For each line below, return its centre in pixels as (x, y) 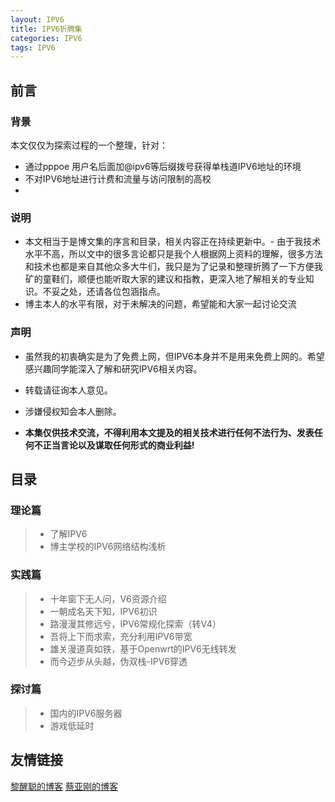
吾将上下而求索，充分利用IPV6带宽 (121, 636)
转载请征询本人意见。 (68, 390)
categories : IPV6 (46, 38)
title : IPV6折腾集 (46, 29)
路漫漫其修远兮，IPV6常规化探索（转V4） (135, 623)
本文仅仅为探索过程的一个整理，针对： (89, 145)
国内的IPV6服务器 (86, 713)
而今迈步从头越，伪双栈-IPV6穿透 (118, 661)
